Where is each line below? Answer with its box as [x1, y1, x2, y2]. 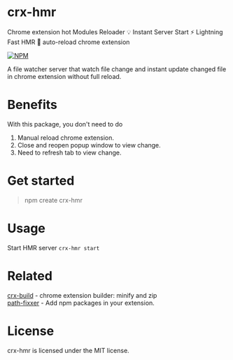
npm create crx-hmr [24, 196, 83, 204]
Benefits [7, 97, 58, 113]
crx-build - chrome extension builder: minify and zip [7, 291, 157, 299]
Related [7, 268, 52, 284]
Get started [7, 173, 75, 189]
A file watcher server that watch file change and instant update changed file [7, 64, 227, 73]
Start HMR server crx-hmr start [7, 243, 100, 252]
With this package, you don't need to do [7, 120, 123, 128]
